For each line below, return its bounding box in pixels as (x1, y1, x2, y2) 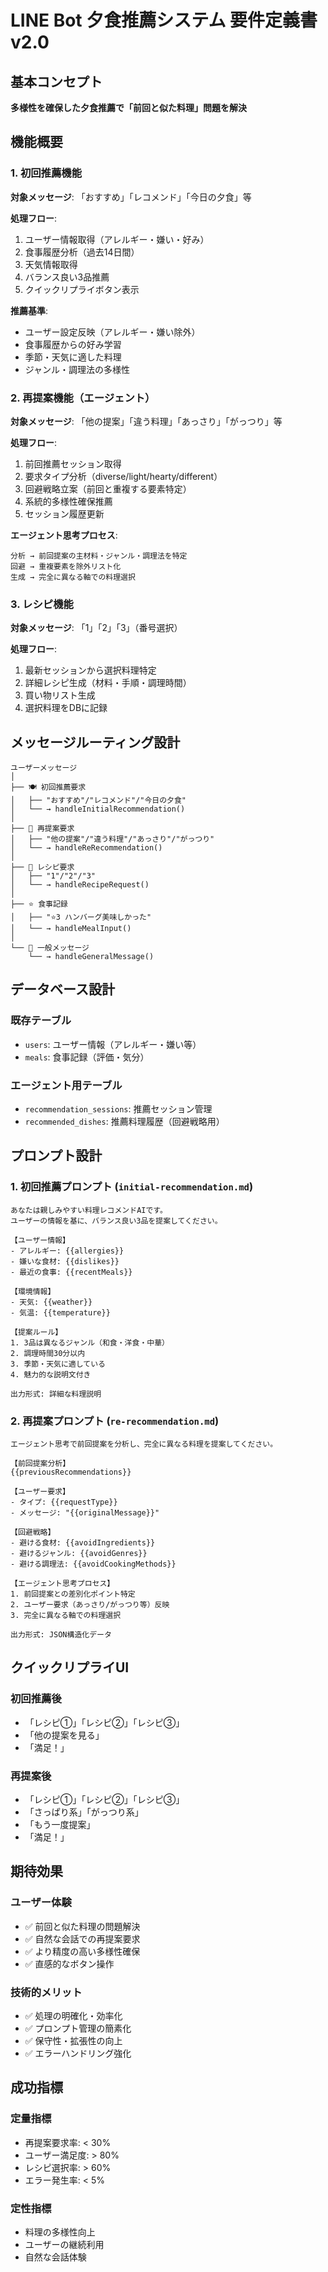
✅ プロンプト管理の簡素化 (24, 2022, 132, 2035)
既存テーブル (10, 1014, 72, 1028)
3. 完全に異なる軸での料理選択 (10, 1611, 122, 1621)
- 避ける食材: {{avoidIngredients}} (10, 1538, 156, 1548)
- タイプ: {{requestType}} (10, 1497, 118, 1508)
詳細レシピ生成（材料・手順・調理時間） (24, 677, 192, 689)
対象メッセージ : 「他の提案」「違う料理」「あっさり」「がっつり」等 (10, 415, 283, 427)
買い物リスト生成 (24, 689, 96, 701)
